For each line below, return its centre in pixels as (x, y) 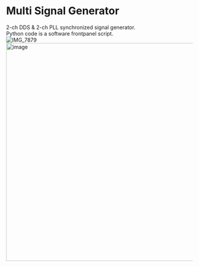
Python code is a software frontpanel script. (60, 33)
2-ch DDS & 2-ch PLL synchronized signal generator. (71, 27)
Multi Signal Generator (63, 11)
